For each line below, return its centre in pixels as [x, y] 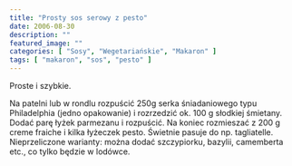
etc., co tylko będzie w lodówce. [70, 151]
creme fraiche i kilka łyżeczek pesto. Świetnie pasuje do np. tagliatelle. [141, 132]
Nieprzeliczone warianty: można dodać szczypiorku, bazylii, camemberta [146, 142]
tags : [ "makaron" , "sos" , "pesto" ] [81, 60]
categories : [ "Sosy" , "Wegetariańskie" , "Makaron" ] [113, 52]
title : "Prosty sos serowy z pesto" [78, 18]
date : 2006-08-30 [42, 26]
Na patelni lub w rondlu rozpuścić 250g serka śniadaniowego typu [133, 103]
